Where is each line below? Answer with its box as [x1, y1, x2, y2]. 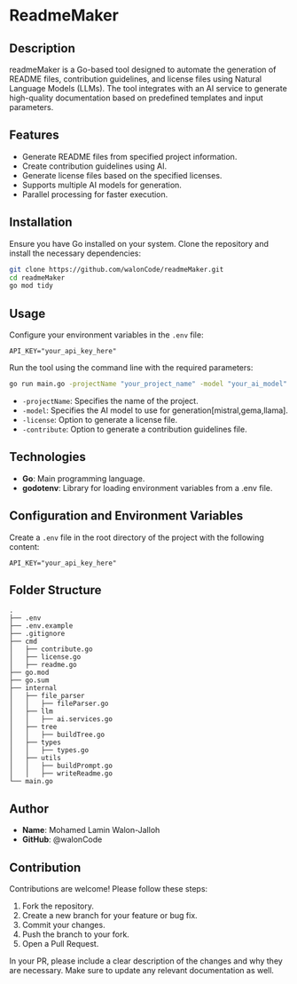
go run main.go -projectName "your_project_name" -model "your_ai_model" [9, 379, 288, 389]
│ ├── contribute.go [9, 645, 93, 654]
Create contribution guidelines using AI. [21, 161, 168, 171]
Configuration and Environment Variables [9, 508, 244, 524]
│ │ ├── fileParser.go [9, 699, 109, 709]
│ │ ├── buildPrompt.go [9, 761, 113, 771]
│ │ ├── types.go [9, 746, 90, 755]
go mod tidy [9, 282, 53, 290]
